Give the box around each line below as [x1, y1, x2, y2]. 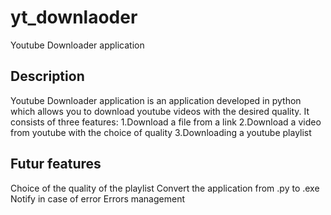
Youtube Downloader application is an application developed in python [10, 94, 302, 106]
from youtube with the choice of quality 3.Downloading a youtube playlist [10, 126, 312, 138]
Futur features [10, 156, 102, 173]
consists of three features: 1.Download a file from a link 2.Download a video [10, 116, 322, 128]
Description [10, 68, 85, 85]
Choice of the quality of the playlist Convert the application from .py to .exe [10, 182, 320, 194]
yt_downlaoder [10, 6, 138, 29]
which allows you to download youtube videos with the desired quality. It [10, 105, 310, 117]
